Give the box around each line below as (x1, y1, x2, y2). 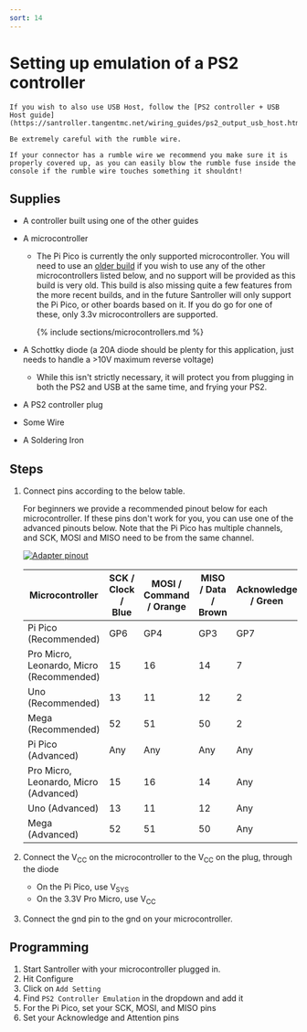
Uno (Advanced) (26, 802, 100, 814)
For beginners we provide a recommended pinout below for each (22, 504, 268, 515)
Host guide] (9, 111, 55, 120)
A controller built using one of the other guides (22, 216, 199, 227)
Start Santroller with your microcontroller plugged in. (22, 963, 221, 974)
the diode (22, 863, 59, 874)
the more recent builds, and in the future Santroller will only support (36, 290, 291, 301)
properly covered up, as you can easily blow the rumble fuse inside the (9, 158, 297, 167)
